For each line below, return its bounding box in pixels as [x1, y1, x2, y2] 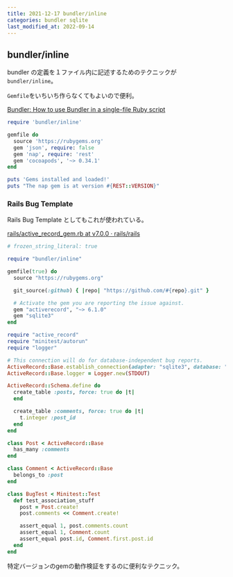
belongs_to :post [13, 471, 64, 479]
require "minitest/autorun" [7, 338, 89, 345]
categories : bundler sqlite [7, 17, 89, 24]
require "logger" [7, 344, 58, 351]
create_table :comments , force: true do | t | [13, 408, 144, 415]
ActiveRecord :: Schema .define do [7, 383, 101, 390]
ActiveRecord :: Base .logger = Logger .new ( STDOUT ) [7, 369, 150, 377]
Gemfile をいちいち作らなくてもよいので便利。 [7, 92, 139, 100]
